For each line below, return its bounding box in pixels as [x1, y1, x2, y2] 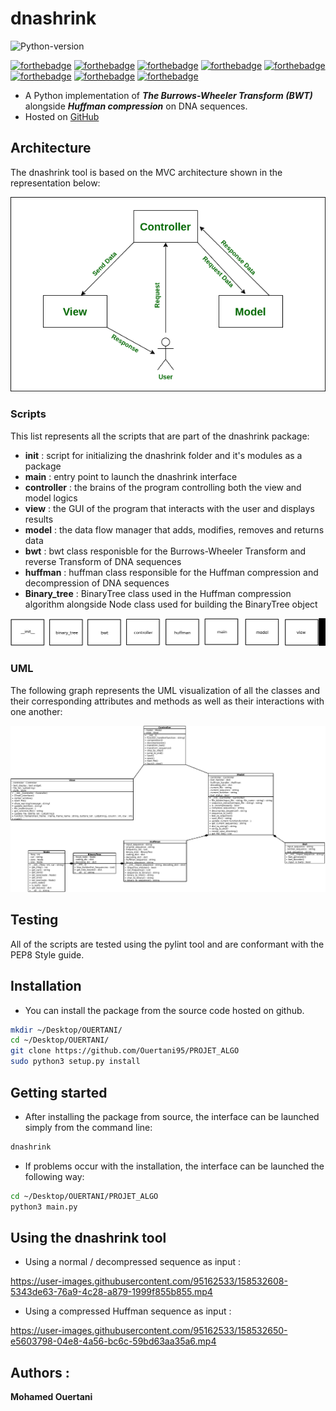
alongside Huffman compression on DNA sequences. [24, 100, 248, 112]
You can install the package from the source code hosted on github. [24, 1004, 305, 1016]
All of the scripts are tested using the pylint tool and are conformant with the [10, 938, 325, 950]
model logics [24, 492, 78, 504]
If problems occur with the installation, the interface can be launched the [24, 1160, 325, 1172]
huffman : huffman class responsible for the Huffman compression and [24, 566, 319, 578]
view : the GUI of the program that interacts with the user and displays [24, 502, 315, 514]
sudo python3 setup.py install [10, 1057, 141, 1067]
